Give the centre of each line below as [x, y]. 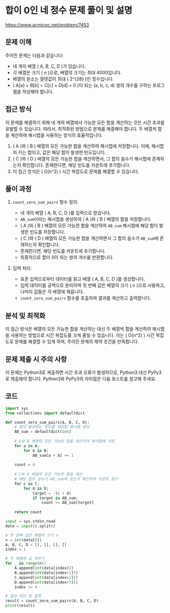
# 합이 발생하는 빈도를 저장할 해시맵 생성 [52, 427]
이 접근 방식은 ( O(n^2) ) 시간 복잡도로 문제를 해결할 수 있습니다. [76, 171]
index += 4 [26, 587]
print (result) [20, 606]
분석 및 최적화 [25, 316]
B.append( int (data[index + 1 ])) [46, 573]
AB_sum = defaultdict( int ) [43, 432]
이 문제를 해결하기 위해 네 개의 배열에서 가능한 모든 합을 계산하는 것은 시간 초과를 [85, 122]
